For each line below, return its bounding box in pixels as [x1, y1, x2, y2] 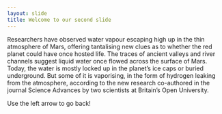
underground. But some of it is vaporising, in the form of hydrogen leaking [7, 71, 216, 79]
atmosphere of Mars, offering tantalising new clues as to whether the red [7, 42, 213, 51]
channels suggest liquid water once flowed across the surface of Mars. [7, 57, 208, 65]
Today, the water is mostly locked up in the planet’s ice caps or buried [7, 64, 204, 72]
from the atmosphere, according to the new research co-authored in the [7, 79, 210, 87]
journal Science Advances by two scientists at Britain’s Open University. [7, 86, 210, 94]
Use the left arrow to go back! [7, 99, 91, 107]
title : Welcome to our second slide [7, 16, 111, 23]
